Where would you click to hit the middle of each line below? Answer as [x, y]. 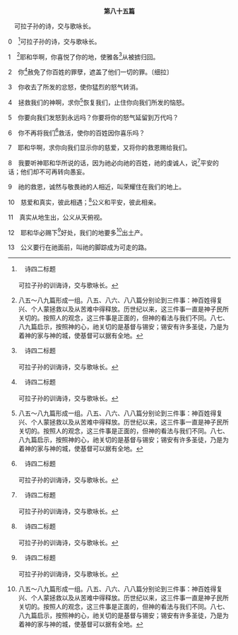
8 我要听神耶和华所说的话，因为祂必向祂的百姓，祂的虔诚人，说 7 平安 [111, 162]
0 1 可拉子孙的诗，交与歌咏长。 [54, 41]
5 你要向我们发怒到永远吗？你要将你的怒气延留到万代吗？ [94, 117]
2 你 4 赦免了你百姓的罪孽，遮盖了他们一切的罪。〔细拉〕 [91, 71]
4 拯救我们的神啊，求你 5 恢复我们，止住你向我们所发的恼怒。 [98, 102]
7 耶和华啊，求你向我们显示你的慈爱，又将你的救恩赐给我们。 [100, 148]
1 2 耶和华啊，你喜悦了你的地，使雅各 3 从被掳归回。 [84, 56]
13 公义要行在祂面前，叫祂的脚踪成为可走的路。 [79, 247]
